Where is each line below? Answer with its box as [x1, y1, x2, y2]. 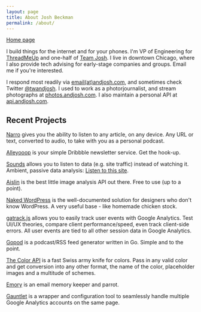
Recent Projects [6, 115, 67, 125]
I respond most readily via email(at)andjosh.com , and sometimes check [6, 78, 182, 86]
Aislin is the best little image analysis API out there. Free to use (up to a [6, 178, 181, 186]
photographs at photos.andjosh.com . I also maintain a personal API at [6, 91, 178, 99]
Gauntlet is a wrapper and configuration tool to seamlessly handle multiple [6, 293, 190, 300]
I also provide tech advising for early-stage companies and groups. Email [6, 60, 187, 68]
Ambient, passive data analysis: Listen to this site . [6, 167, 129, 174]
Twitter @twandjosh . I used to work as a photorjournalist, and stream [6, 85, 176, 92]
